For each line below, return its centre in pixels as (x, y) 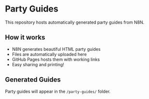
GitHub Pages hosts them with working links (56, 59)
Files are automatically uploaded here (49, 54)
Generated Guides (33, 80)
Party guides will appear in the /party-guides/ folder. (58, 91)
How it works (25, 37)
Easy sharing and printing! (38, 64)
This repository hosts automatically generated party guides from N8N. (75, 22)
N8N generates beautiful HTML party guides (56, 49)
